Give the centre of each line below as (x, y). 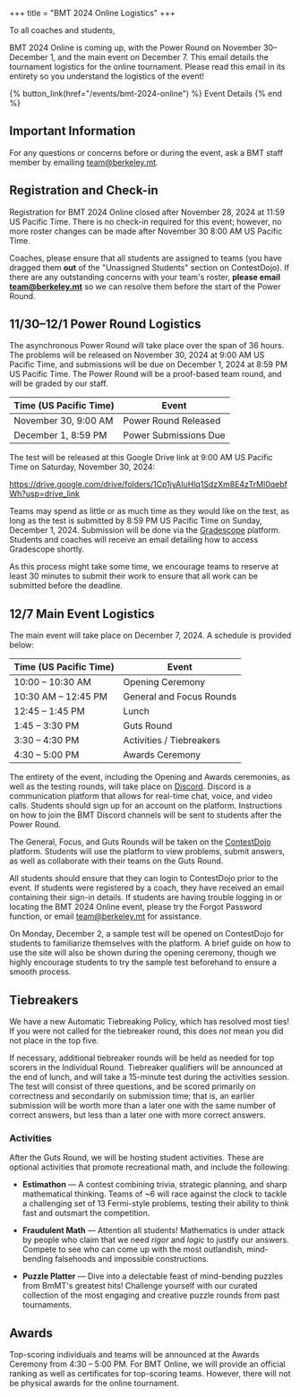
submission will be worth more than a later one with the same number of (142, 1106)
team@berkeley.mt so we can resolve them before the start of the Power (145, 287)
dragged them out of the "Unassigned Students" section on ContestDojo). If (149, 267)
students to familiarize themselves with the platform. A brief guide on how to (150, 943)
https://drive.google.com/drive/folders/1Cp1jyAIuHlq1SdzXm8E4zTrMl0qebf (149, 484)
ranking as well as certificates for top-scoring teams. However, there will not (150, 1374)
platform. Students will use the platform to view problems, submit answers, (147, 852)
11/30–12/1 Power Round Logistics (105, 325)
